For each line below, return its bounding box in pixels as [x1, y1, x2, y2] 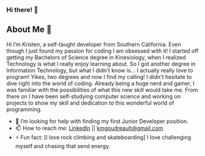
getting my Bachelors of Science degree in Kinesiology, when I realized [6, 53, 186, 61]
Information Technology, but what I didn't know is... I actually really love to [6, 67, 193, 74]
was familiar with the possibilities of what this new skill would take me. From [6, 86, 198, 94]
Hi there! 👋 [6, 6, 39, 14]
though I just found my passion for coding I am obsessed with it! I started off [6, 47, 199, 54]
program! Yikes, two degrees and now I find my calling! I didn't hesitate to [6, 73, 192, 80]
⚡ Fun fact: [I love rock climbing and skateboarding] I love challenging [15, 133, 192, 141]
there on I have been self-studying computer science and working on [6, 92, 181, 100]
